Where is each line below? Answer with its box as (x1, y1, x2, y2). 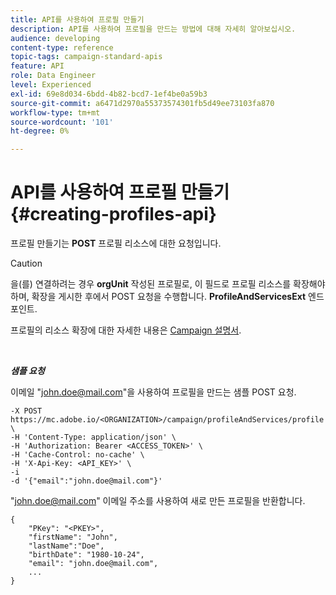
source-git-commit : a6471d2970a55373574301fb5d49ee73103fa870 (10, 98, 275, 108)
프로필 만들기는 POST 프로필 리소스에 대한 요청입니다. (10, 237, 222, 250)
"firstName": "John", (28, 532, 118, 543)
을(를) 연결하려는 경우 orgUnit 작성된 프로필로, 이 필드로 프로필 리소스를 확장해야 (10, 278, 326, 290)
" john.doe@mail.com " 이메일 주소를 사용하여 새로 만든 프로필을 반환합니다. (10, 495, 306, 507)
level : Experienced (10, 80, 92, 90)
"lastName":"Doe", (28, 541, 105, 551)
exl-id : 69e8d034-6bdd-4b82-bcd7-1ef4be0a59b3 (10, 89, 208, 99)
